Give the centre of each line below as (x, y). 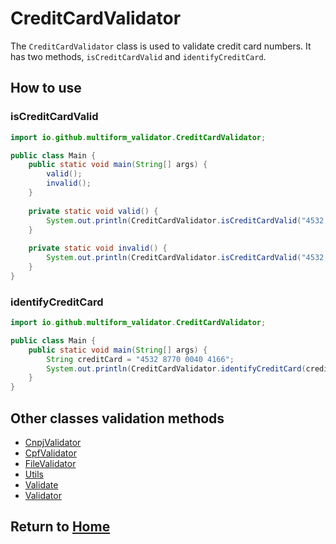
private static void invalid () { (98, 248)
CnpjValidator (53, 442)
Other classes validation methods (117, 418)
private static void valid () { (93, 211)
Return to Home (60, 527)
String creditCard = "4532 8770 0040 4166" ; (140, 359)
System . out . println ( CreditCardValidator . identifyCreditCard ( (176, 368)
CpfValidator (50, 453)
